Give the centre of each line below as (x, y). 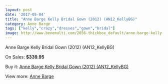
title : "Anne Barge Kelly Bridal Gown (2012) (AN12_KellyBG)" (71, 19)
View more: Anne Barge (29, 76)
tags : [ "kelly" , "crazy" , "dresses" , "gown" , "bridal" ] (60, 28)
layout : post (19, 10)
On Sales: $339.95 (25, 57)
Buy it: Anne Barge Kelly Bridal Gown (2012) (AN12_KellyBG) (67, 66)
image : (12, 33)
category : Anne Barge (28, 24)
